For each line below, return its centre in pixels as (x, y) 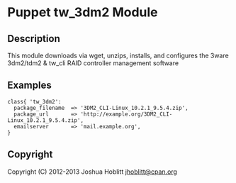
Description (34, 39)
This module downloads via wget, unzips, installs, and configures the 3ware (118, 55)
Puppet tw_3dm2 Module (83, 12)
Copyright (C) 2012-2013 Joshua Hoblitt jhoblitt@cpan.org (92, 172)
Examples (29, 85)
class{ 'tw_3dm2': (34, 101)
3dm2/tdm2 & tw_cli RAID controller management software (93, 63)
